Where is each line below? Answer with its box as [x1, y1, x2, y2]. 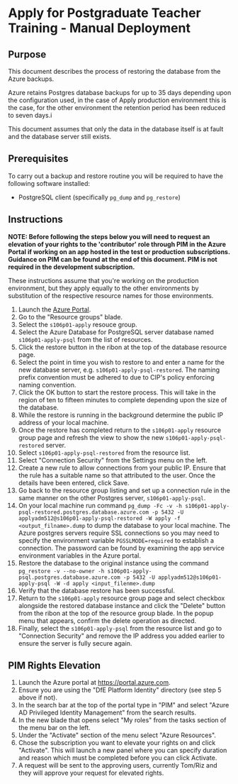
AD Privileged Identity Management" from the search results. [18, 708, 197, 717]
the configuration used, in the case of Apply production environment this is [8, 96, 227, 104]
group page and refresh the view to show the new [18, 433, 164, 441]
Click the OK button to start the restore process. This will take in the [18, 388, 217, 397]
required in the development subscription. [8, 263, 135, 271]
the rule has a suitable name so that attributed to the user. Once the [18, 470, 215, 480]
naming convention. [18, 380, 76, 389]
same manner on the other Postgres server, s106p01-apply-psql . [18, 493, 206, 502]
